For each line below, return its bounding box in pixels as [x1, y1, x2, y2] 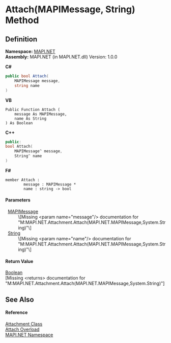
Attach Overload [5, 326, 40, 332]
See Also [5, 295, 34, 304]
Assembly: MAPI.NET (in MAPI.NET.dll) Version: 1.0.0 [5, 54, 118, 60]
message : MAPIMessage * [23, 181, 76, 187]
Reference [5, 309, 28, 315]
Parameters [5, 197, 31, 203]
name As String [14, 116, 47, 121]
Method [5, 14, 39, 26]
